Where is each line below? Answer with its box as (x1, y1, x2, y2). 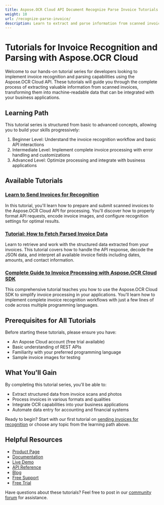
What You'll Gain (5, 368, 57, 377)
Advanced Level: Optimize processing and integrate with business (12, 157, 145, 163)
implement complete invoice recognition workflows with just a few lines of (5, 297, 154, 303)
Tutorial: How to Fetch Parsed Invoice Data (5, 230, 108, 237)
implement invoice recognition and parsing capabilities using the (5, 74, 135, 80)
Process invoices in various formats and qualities (12, 396, 111, 402)
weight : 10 (5, 12, 27, 17)
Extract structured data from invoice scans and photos (12, 391, 122, 397)
